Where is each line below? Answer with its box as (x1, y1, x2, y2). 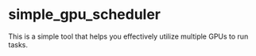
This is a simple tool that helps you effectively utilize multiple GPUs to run (8, 32, 249, 41)
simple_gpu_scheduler (8, 6, 161, 24)
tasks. (8, 39, 29, 49)
